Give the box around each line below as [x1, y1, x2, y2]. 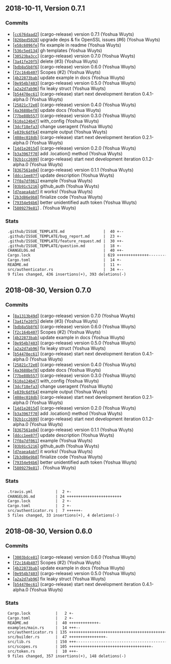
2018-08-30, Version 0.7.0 [5, 286, 92, 295]
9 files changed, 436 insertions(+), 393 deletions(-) [7, 272, 126, 277]
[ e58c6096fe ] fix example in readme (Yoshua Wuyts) [12, 42, 121, 48]
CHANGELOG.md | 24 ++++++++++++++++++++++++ [7, 494, 122, 499]
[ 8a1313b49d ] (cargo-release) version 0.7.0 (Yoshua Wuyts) [12, 313, 136, 319]
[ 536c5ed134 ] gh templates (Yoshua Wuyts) [12, 47, 102, 53]
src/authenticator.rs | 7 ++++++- [7, 508, 83, 513]
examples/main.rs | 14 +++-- [7, 625, 81, 630]
